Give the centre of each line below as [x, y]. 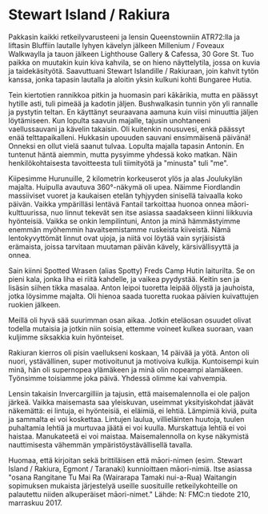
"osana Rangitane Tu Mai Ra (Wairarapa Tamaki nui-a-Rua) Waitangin [123, 477]
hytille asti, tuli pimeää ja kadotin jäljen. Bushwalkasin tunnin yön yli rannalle [133, 103]
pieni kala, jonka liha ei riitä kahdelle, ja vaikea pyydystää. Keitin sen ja [124, 279]
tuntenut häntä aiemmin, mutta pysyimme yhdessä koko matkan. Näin [123, 155]
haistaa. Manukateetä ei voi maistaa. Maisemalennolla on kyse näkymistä [129, 436]
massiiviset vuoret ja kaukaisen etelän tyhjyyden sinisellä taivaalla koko [126, 195]
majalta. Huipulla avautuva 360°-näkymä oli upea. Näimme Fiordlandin [124, 187]
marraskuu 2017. [35, 503]
